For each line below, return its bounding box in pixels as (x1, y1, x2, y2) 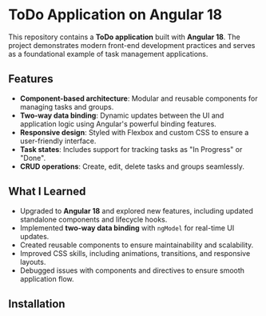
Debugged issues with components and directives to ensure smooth (19, 266, 245, 275)
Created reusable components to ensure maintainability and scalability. (19, 240, 254, 250)
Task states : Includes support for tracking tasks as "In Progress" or (19, 144, 243, 154)
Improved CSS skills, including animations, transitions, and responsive (19, 248, 251, 258)
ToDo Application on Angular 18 (8, 6, 223, 24)
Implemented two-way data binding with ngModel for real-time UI (19, 222, 235, 233)
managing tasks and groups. (19, 102, 114, 111)
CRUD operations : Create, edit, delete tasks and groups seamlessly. (19, 162, 245, 171)
